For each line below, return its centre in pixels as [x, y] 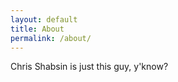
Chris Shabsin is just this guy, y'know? [89, 67]
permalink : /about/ [51, 38]
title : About [37, 29]
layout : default [44, 19]
